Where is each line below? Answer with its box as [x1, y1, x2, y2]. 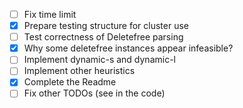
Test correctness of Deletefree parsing [23, 31, 184, 43]
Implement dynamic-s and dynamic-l [23, 54, 176, 66]
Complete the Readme [23, 76, 117, 88]
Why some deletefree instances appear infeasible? [23, 42, 234, 54]
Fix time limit [23, 9, 77, 20]
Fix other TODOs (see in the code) [23, 87, 166, 99]
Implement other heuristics [23, 65, 136, 77]
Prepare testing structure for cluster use [23, 20, 189, 32]
